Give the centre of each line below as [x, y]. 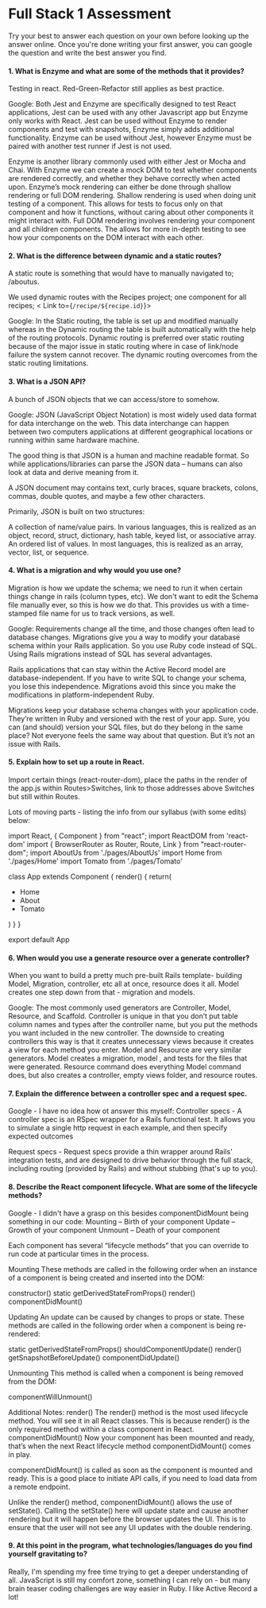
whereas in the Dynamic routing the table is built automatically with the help [132, 330]
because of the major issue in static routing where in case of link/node [123, 346]
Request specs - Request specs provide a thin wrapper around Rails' [120, 1152]
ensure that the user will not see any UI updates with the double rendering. [130, 1527]
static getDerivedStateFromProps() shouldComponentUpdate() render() [125, 1349]
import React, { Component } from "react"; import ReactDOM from [116, 836]
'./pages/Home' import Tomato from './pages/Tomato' [95, 861]
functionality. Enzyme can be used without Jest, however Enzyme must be [130, 138]
